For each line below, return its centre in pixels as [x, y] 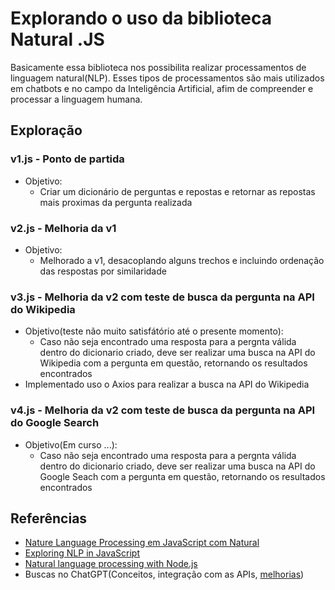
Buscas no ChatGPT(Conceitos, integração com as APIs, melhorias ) [164, 574]
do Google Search [55, 423]
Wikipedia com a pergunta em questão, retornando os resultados [173, 363]
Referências [49, 518]
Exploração [46, 130]
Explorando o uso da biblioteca [141, 18]
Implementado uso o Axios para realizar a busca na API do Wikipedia [167, 384]
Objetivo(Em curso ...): [71, 444]
